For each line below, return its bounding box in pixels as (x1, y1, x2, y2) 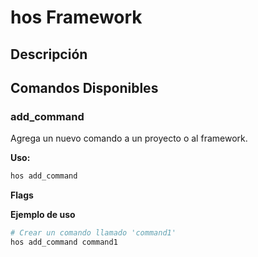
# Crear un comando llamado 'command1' (10, 228, 177, 238)
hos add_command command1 (10, 237, 118, 248)
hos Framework (10, 6, 143, 29)
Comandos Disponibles (10, 79, 159, 96)
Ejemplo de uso (10, 209, 76, 221)
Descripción (10, 46, 88, 63)
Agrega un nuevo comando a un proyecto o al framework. (10, 132, 248, 145)
